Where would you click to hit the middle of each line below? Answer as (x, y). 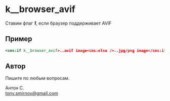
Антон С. (15, 88)
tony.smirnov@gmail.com (32, 93)
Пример (19, 39)
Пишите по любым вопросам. (37, 78)
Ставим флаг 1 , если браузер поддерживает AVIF (58, 23)
